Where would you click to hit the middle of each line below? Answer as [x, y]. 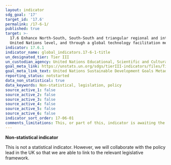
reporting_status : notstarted [37, 76]
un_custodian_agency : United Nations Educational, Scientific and [77, 62]
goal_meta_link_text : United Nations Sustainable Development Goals [79, 71]
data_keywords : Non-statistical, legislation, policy [64, 85]
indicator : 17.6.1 [25, 48]
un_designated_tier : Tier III [37, 57]
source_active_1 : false [31, 90]
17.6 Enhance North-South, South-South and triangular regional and [84, 38]
